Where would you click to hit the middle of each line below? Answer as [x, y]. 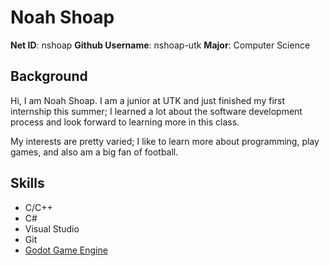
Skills [27, 183]
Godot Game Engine [66, 250]
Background [49, 76]
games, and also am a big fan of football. [94, 152]
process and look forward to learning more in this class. [125, 122]
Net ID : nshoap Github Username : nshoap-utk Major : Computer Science [160, 45]
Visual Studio [52, 228]
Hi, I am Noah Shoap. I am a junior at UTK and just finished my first [148, 100]
